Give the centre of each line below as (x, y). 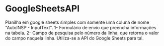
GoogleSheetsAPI (42, 9)
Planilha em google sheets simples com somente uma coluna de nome (77, 22)
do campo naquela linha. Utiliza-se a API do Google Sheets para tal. (75, 38)
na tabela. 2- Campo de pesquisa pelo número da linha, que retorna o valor (82, 33)
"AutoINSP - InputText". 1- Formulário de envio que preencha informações (81, 27)
